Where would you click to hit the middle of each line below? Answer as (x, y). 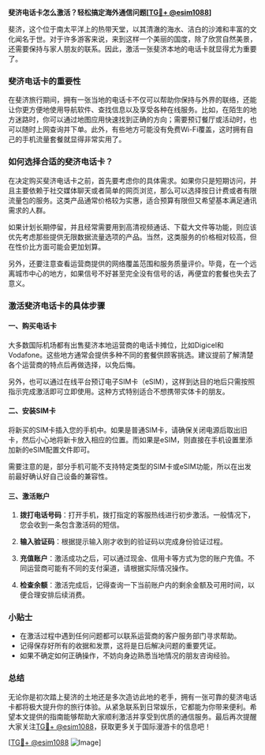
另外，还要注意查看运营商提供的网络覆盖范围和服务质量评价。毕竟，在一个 (129, 263)
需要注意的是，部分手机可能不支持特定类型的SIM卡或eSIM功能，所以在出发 (130, 466)
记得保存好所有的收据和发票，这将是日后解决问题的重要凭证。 (120, 646)
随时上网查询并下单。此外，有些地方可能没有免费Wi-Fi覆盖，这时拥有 (134, 130)
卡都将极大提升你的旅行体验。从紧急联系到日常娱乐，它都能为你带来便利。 (129, 707)
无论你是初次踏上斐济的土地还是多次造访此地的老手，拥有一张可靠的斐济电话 (132, 697)
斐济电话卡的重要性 (45, 81)
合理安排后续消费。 (58, 595)
